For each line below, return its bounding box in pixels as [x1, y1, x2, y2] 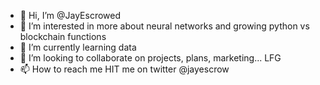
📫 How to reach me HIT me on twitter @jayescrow [19, 63, 230, 75]
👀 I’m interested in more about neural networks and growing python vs [19, 20, 310, 32]
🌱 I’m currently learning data [19, 41, 137, 53]
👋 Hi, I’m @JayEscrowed [19, 10, 122, 21]
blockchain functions [19, 31, 107, 42]
